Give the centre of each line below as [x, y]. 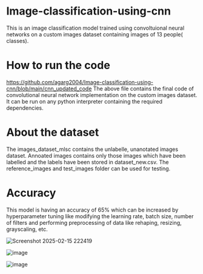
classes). [18, 41]
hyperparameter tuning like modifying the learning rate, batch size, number [100, 216]
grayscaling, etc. [27, 229]
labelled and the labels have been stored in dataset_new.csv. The [88, 162]
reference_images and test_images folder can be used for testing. [88, 169]
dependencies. [25, 108]
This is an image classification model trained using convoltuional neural [95, 28]
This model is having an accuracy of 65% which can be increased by [92, 210]
